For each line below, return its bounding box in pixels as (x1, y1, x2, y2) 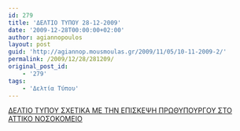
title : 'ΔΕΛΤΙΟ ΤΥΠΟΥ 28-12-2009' (8, 19, 122, 27)
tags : (8, 77, 26, 85)
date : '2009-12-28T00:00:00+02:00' (8, 26, 125, 34)
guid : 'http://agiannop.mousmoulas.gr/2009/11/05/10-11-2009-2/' (8, 48, 227, 56)
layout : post (8, 41, 51, 49)
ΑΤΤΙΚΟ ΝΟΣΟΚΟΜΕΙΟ (8, 115, 83, 124)
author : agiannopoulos (8, 33, 83, 42)
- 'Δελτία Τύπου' (22, 84, 79, 93)
